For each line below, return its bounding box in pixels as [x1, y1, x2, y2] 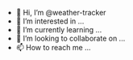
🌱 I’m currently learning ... [15, 25, 102, 34]
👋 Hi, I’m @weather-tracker [15, 8, 106, 17]
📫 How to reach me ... [15, 43, 91, 52]
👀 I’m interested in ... [15, 16, 85, 26]
